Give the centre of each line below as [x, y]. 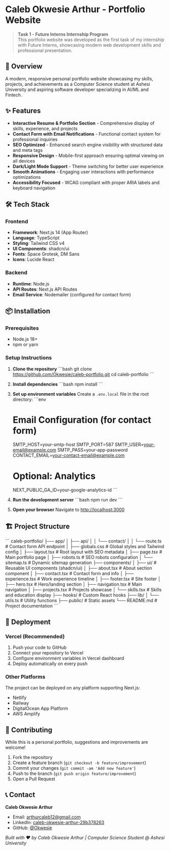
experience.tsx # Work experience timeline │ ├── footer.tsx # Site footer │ [83, 579]
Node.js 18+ [25, 339]
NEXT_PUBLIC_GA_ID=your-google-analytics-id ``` [65, 490]
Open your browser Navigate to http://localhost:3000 [69, 510]
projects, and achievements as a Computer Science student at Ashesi [78, 84]
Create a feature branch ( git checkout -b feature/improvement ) [79, 763]
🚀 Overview [24, 66]
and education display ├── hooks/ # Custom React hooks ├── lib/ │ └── [82, 595]
